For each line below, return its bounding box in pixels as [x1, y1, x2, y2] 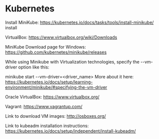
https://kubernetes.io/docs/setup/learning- [5, 79, 93, 85]
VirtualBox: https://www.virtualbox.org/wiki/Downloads [5, 34, 117, 40]
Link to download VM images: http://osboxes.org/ [5, 113, 106, 119]
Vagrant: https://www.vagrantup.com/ [5, 103, 83, 109]
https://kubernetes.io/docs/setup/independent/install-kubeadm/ [5, 128, 136, 134]
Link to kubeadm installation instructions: [5, 123, 89, 129]
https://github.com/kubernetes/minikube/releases [5, 49, 107, 55]
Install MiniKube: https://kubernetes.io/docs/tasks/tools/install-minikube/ [5, 19, 154, 25]
